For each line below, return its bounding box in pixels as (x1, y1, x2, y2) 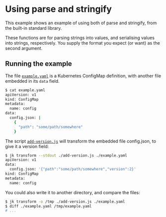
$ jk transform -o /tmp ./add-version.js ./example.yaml (5, 199, 125, 204)
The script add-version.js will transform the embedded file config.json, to (5, 138, 156, 144)
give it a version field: (5, 143, 49, 149)
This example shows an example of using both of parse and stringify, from (5, 20, 157, 26)
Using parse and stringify (5, 3, 112, 15)
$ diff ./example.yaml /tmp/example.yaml (5, 204, 92, 209)
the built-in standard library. (5, 25, 62, 31)
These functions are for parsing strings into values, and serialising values (5, 35, 155, 41)
